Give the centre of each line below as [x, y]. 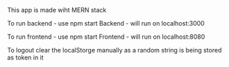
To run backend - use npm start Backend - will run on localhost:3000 [106, 23]
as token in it [25, 57]
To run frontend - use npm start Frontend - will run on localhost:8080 [106, 37]
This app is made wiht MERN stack [57, 10]
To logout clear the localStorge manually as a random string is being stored [114, 50]
